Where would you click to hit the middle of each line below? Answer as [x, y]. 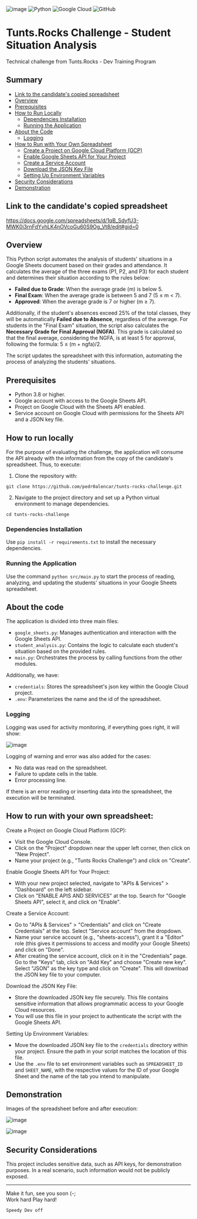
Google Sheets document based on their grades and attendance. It [87, 265]
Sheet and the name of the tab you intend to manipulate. [83, 1076]
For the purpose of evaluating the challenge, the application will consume [95, 452]
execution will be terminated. [41, 797]
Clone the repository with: [46, 476]
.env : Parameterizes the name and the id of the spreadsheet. [88, 699]
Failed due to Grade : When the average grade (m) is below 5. [89, 289]
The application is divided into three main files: [62, 621]
